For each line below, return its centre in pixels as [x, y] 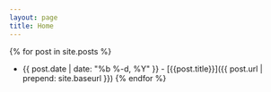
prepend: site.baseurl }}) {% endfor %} [94, 78]
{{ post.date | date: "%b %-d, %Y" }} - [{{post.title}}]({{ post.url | [142, 69]
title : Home [31, 26]
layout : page [34, 17]
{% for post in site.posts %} [61, 51]
